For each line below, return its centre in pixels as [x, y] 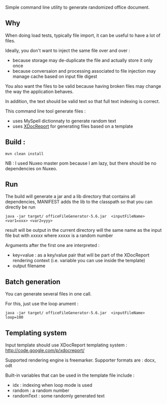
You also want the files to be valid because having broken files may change [83, 86]
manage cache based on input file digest [55, 76]
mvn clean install [24, 154]
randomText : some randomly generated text [58, 396]
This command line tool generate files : [46, 111]
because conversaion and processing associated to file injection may [84, 71]
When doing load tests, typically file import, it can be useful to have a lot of [83, 35]
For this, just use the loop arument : [42, 304]
